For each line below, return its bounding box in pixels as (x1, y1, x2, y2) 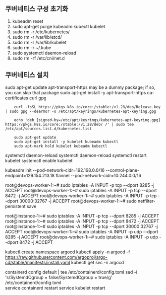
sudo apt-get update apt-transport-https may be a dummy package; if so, (5, 84, 156, 90)
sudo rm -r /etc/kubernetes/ (12, 29, 70, 35)
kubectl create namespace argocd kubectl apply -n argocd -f (5, 249, 130, 255)
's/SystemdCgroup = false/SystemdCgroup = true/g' (5, 274, 112, 280)
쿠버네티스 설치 (5, 71, 49, 79)
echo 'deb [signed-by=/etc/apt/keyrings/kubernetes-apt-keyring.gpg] (14, 117, 161, 123)
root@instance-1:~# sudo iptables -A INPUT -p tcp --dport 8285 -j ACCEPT (5, 213, 160, 219)
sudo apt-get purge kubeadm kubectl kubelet (12, 23, 106, 29)
